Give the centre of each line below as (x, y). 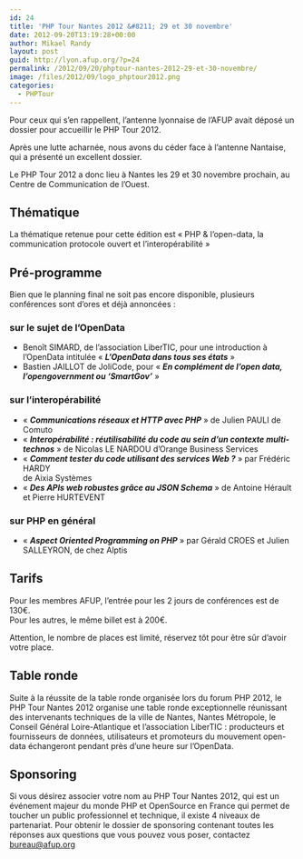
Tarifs (26, 579)
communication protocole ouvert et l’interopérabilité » (110, 244)
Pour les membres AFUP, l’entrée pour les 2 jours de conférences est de (144, 600)
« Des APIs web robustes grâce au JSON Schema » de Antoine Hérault (157, 487)
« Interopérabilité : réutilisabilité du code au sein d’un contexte (143, 439)
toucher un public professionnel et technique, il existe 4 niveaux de (135, 815)
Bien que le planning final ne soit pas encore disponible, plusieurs (132, 295)
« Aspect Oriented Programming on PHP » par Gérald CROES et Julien (156, 541)
